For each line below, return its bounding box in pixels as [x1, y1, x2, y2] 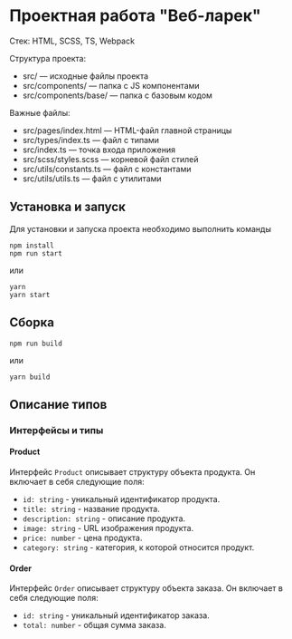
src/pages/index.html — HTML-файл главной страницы [22, 124, 232, 136]
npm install [9, 241, 54, 250]
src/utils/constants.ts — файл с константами [22, 163, 192, 174]
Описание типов [9, 396, 108, 412]
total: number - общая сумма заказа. [22, 620, 167, 631]
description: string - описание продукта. [22, 513, 186, 524]
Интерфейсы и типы [9, 423, 104, 436]
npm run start [9, 248, 63, 258]
